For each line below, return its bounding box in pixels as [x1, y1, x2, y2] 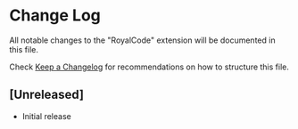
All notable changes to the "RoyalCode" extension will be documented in [9, 35, 276, 45]
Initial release [21, 110, 71, 121]
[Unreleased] [9, 87, 85, 102]
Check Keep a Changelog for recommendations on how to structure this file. [9, 61, 290, 72]
